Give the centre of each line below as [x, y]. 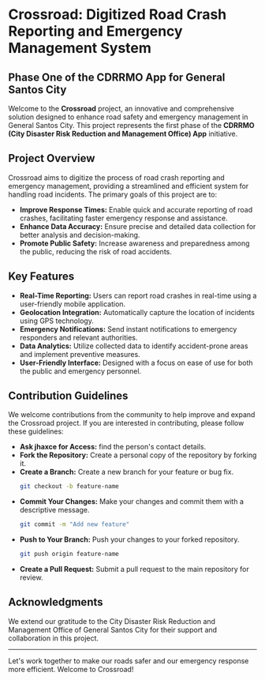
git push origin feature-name [69, 554]
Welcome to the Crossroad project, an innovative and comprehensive [121, 109]
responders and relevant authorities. [78, 337]
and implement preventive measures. [80, 354]
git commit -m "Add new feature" [75, 524]
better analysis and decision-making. [80, 235]
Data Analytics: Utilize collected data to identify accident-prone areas [134, 346]
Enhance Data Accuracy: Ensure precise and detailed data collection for [138, 226]
